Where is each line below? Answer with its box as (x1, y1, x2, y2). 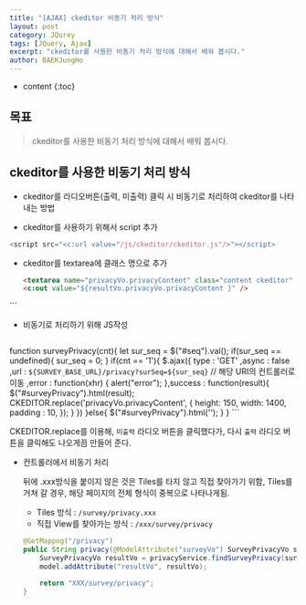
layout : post (9, 22, 59, 31)
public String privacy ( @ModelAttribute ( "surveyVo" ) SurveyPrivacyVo (22, 545, 290, 555)
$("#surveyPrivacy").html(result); (9, 388, 135, 399)
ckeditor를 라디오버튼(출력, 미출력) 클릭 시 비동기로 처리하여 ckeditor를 (22, 191, 279, 202)
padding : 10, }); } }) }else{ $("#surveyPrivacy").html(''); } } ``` (9, 407, 240, 418)
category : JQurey (9, 30, 76, 39)
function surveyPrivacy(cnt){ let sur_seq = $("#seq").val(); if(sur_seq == (9, 346, 281, 357)
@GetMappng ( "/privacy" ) (22, 537, 114, 546)
